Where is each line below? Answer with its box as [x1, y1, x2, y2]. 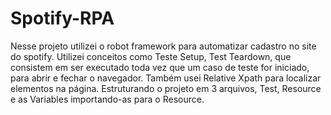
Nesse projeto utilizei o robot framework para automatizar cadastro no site [10, 40, 317, 52]
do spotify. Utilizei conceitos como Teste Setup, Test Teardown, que [10, 50, 292, 62]
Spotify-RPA [10, 7, 115, 30]
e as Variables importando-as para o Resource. [10, 93, 205, 105]
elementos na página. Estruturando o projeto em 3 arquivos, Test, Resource [10, 82, 322, 94]
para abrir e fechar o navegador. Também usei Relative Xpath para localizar [10, 72, 322, 84]
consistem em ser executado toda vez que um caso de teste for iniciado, [10, 61, 310, 73]
